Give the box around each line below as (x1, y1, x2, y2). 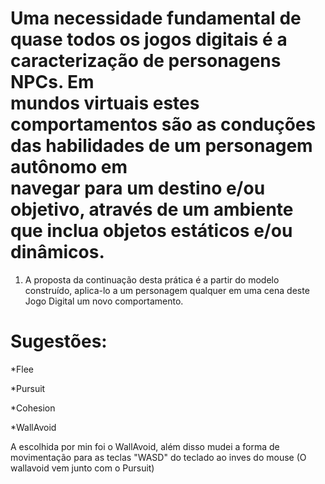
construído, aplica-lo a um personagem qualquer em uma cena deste (24, 284, 310, 296)
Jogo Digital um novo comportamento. (24, 295, 184, 307)
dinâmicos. (10, 241, 105, 264)
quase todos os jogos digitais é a (10, 28, 288, 51)
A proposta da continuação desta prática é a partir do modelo (24, 273, 280, 286)
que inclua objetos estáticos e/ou (10, 220, 293, 242)
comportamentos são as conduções (10, 113, 317, 136)
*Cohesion (10, 402, 56, 414)
